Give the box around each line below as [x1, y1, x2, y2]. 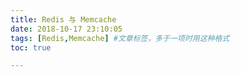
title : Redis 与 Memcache [10, 14, 117, 25]
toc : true [10, 42, 52, 53]
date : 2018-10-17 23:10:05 [10, 24, 123, 34]
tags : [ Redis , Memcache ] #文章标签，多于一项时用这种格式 [10, 33, 230, 43]
